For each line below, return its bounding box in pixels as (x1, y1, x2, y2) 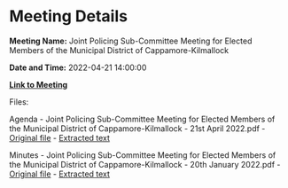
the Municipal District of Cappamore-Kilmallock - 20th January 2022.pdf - (9, 159, 281, 169)
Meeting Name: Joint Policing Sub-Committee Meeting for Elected (9, 35, 253, 46)
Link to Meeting (9, 79, 68, 90)
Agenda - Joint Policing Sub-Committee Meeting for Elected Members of (9, 114, 276, 124)
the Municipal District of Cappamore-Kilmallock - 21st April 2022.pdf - (9, 122, 266, 134)
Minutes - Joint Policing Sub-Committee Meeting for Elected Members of (9, 149, 276, 161)
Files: (9, 96, 29, 107)
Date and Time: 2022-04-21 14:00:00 (9, 62, 147, 73)
